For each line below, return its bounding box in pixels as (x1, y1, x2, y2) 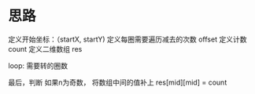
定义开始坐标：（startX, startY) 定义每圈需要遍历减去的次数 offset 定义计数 (8, 34, 247, 44)
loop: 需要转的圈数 (8, 60, 68, 70)
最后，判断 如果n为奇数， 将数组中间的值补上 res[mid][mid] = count (8, 78, 227, 87)
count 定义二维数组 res (8, 44, 83, 53)
